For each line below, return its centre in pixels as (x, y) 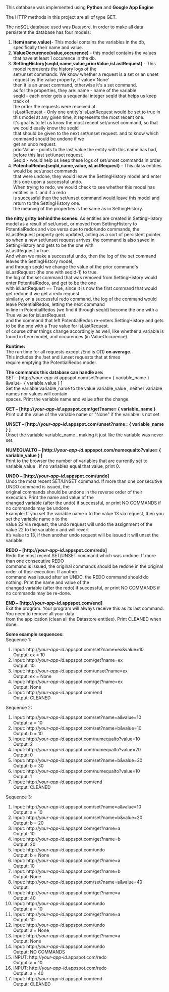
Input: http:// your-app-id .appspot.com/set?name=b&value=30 (78, 760)
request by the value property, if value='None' (61, 80)
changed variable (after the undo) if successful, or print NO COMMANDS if (83, 503)
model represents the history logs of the (55, 69)
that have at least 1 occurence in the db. (54, 58)
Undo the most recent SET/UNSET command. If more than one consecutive (84, 481)
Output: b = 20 (28, 823)
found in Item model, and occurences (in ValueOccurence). (67, 336)
